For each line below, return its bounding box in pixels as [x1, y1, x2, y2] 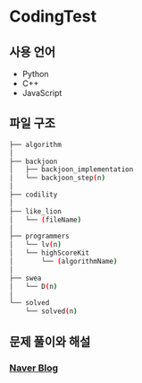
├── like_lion [9, 206, 63, 216]
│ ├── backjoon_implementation [9, 165, 134, 174]
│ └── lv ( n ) [9, 240, 63, 249]
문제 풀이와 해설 [9, 334, 91, 349]
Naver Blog [9, 361, 59, 374]
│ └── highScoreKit [9, 248, 90, 257]
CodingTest [9, 6, 96, 27]
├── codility [9, 190, 58, 199]
